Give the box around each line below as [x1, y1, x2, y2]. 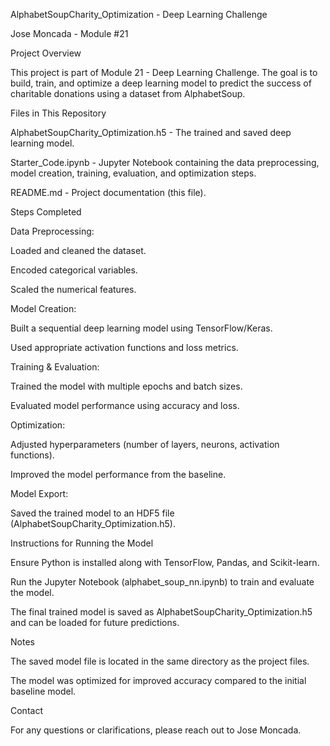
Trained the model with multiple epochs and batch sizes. [10, 380, 243, 392]
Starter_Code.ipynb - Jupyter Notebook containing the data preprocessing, [10, 157, 320, 168]
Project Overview [10, 47, 82, 59]
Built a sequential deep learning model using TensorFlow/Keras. [10, 322, 273, 334]
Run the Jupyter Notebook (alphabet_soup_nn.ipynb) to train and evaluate [10, 576, 315, 588]
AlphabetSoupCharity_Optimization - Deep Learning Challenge [10, 9, 268, 20]
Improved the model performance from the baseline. [10, 469, 227, 480]
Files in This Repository [10, 107, 107, 119]
